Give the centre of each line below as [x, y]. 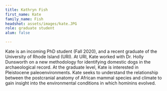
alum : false [17, 33]
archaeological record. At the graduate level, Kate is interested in [72, 67]
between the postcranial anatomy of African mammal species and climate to [83, 78]
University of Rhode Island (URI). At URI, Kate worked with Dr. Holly [74, 57]
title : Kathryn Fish [27, 10]
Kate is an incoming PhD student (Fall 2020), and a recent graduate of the [81, 51]
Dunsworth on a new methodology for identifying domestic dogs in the [78, 62]
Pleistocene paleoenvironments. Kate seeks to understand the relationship [82, 72]
